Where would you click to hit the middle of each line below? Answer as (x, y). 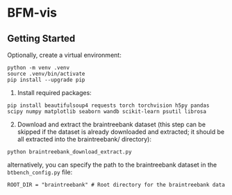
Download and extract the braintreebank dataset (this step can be (111, 124)
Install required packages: (54, 93)
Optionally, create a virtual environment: (64, 55)
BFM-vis (32, 13)
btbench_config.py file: (40, 172)
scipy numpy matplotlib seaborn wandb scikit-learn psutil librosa (107, 112)
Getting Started (41, 39)
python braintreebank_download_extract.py (69, 152)
